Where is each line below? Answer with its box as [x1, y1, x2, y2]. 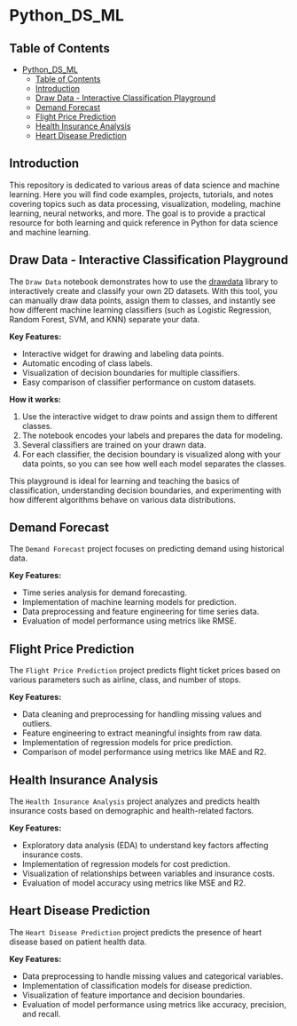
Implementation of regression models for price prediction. [21, 737, 233, 748]
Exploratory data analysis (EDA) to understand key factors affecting [21, 840, 269, 851]
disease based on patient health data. [9, 936, 147, 947]
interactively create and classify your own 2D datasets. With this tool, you [9, 285, 277, 296]
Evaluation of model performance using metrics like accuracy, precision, [21, 998, 286, 1009]
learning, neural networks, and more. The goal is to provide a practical [9, 208, 266, 219]
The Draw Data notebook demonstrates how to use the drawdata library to [9, 276, 278, 287]
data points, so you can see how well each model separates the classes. [21, 458, 286, 469]
